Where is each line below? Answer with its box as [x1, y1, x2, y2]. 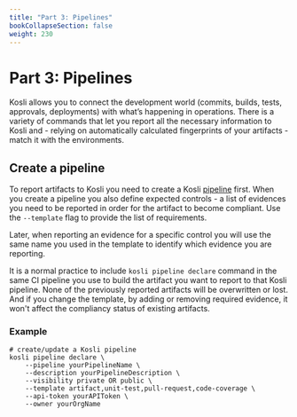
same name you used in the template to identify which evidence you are [9, 239, 272, 249]
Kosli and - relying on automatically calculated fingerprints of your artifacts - [9, 125, 289, 136]
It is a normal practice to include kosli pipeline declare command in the [9, 265, 277, 276]
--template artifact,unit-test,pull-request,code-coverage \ [25, 384, 255, 393]
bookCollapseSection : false [9, 21, 113, 30]
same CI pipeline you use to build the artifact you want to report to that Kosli [9, 275, 287, 286]
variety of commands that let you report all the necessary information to [9, 116, 272, 127]
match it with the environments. [9, 135, 125, 146]
